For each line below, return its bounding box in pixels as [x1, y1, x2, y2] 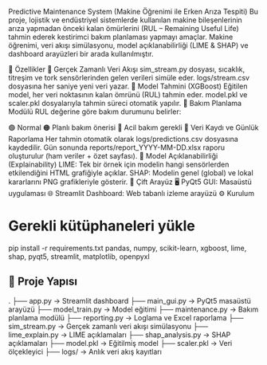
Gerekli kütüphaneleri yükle [8, 217, 195, 235]
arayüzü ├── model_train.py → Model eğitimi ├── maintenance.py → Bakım [8, 304, 259, 314]
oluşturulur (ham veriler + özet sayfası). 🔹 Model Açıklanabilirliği [8, 151, 218, 160]
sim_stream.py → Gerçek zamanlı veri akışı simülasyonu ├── [8, 321, 209, 331]
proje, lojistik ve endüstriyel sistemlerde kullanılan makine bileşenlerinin [8, 15, 243, 25]
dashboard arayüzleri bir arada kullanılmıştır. [8, 49, 154, 58]
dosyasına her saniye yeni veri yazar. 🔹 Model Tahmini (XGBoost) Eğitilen [8, 81, 248, 91]
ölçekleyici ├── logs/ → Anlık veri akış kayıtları [8, 347, 162, 356]
